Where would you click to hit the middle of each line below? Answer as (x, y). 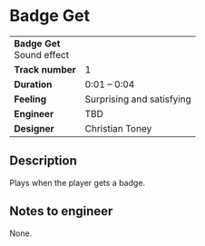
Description (43, 161)
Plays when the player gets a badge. (78, 182)
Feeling (30, 99)
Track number (45, 69)
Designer (34, 128)
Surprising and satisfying (138, 99)
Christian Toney (118, 128)
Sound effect (42, 54)
